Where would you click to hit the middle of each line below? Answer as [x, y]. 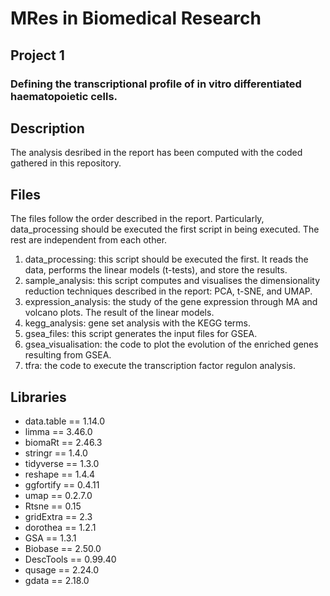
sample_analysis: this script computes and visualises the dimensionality [172, 281]
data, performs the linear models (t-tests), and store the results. [156, 270]
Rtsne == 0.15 [53, 506]
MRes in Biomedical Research [136, 18]
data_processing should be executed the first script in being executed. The [165, 229]
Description [47, 128]
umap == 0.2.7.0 [58, 495]
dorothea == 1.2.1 [60, 527]
